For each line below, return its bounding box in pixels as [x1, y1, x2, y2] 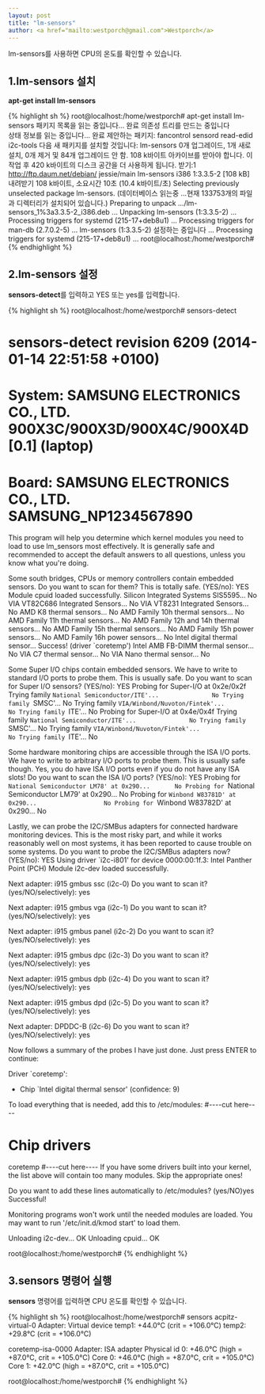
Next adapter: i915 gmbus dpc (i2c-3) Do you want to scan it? [8, 950, 209, 960]
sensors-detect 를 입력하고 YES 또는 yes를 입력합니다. [8, 290, 180, 299]
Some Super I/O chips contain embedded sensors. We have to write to [8, 665, 238, 674]
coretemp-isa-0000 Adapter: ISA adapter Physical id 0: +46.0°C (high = [8, 1344, 243, 1354]
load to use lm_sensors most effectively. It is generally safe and [8, 542, 215, 551]
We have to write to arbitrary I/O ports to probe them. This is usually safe [8, 756, 246, 765]
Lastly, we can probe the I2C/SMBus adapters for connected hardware [8, 821, 239, 832]
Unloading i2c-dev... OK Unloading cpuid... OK [8, 1233, 160, 1244]
